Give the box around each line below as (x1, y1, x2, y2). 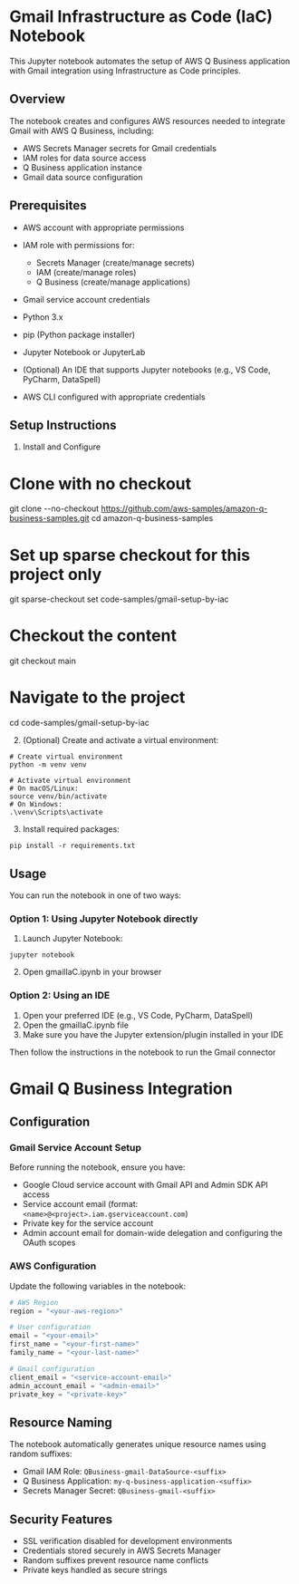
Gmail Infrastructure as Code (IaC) (9, 6, 274, 27)
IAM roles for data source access (22, 152, 147, 163)
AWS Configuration (9, 1260, 97, 1272)
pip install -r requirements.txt (9, 841, 136, 851)
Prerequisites (9, 198, 87, 214)
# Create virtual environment (9, 752, 124, 762)
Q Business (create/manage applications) (35, 276, 191, 287)
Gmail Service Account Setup (9, 1142, 142, 1154)
